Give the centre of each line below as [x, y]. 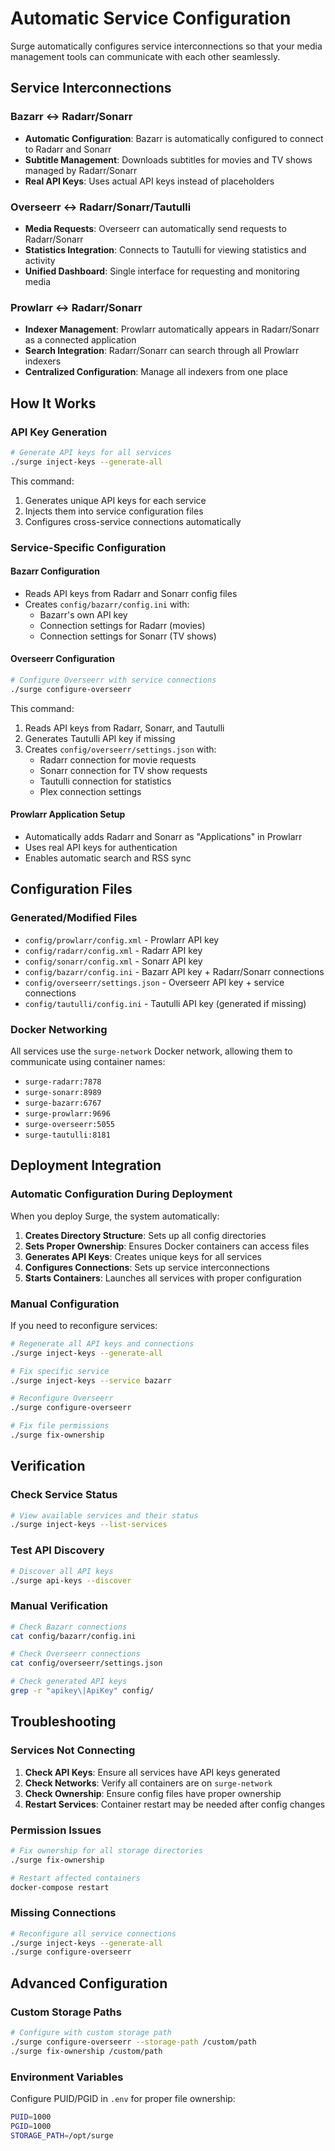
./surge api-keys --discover [71, 1580]
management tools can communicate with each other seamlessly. [145, 56]
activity [40, 260]
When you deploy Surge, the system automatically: [115, 1216]
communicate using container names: [88, 1061]
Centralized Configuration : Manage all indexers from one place [156, 372]
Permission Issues [56, 1830]
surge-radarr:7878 [63, 1082]
